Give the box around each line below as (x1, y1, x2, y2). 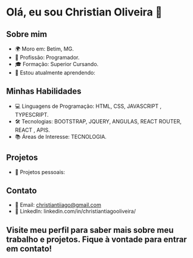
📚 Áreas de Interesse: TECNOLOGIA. (14, 133, 107, 140)
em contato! (6, 244, 52, 254)
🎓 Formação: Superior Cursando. (14, 61, 99, 67)
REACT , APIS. (14, 126, 50, 133)
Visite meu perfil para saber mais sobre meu (6, 225, 174, 235)
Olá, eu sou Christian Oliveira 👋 (6, 5, 163, 19)
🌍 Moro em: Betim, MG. (14, 45, 74, 52)
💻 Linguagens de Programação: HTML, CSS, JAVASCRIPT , (14, 102, 162, 110)
